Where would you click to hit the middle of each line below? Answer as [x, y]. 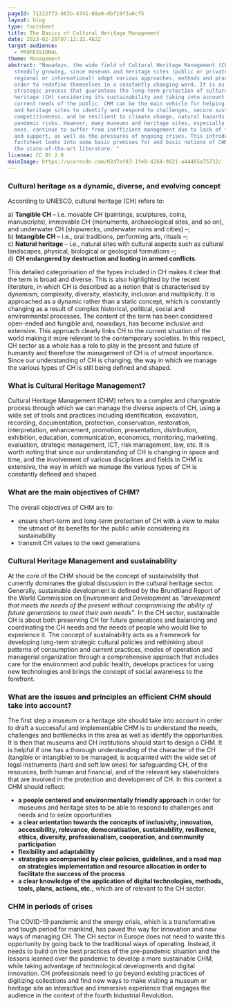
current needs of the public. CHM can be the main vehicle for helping [120, 104]
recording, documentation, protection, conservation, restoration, [99, 423]
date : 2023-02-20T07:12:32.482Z [54, 39]
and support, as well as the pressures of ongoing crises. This [109, 136]
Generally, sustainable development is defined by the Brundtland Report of [114, 590]
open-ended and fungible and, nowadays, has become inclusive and [105, 323]
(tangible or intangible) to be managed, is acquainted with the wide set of [112, 757]
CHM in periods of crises [50, 907]
